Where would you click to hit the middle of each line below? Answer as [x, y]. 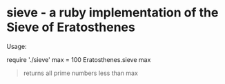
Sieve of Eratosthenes [71, 27]
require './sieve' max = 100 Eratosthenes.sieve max [79, 59]
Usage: [17, 46]
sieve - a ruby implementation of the [112, 13]
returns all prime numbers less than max [81, 73]
